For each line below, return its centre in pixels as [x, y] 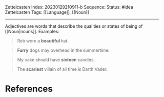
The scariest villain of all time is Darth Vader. [62, 69]
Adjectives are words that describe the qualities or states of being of [74, 26]
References [29, 89]
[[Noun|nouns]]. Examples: [32, 31]
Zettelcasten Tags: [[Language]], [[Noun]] [47, 12]
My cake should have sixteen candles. [56, 60]
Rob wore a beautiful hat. [43, 41]
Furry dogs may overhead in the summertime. [63, 50]
